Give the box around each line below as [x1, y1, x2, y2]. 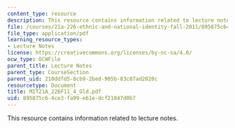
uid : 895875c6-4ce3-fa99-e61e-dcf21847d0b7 [7, 95, 136, 102]
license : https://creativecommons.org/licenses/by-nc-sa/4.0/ [7, 50, 192, 57]
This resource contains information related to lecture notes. [7, 114, 178, 122]
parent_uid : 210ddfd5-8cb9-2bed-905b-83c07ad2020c [7, 75, 158, 83]
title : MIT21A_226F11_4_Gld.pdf [7, 88, 101, 95]
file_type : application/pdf [7, 29, 90, 37]
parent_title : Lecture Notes [7, 62, 92, 69]
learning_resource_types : [7, 36, 83, 43]
